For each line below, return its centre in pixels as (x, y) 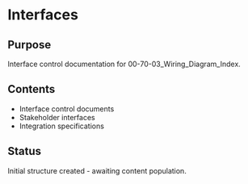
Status (25, 151)
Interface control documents (67, 109)
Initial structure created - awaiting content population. (97, 170)
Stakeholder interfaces (57, 117)
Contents (32, 89)
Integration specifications (61, 126)
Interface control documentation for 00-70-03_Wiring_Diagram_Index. (124, 64)
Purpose (29, 45)
